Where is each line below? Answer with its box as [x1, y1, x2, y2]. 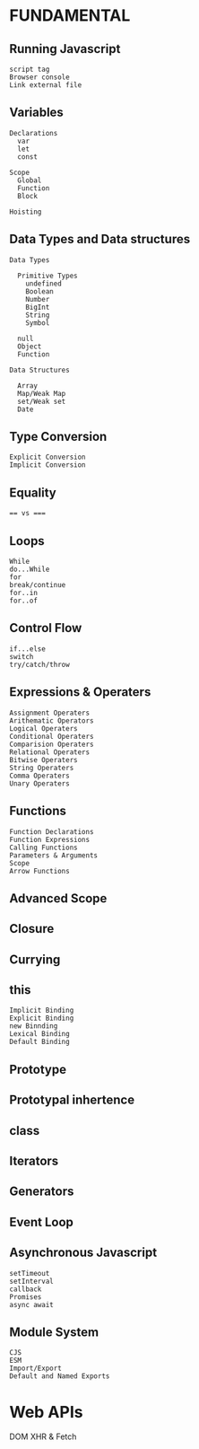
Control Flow [9, 620, 82, 636]
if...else [9, 644, 47, 654]
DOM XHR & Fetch [9, 1431, 77, 1442]
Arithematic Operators [9, 716, 94, 725]
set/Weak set [17, 397, 66, 406]
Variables [9, 105, 65, 120]
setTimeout [9, 1269, 50, 1278]
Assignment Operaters [9, 708, 91, 717]
